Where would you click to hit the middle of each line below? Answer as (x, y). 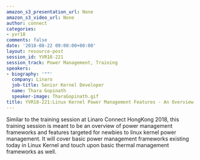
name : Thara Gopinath (39, 91)
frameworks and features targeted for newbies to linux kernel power (92, 132)
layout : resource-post (35, 52)
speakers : (19, 68)
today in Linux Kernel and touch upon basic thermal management (88, 145)
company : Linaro (32, 79)
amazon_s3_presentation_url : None (50, 12)
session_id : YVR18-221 (35, 57)
